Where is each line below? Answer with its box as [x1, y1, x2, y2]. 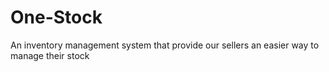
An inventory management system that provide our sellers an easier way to [10, 39, 320, 51]
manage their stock [10, 49, 90, 61]
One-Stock [10, 6, 103, 29]
